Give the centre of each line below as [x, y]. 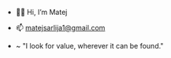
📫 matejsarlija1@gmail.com [60, 28]
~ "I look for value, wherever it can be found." [89, 46]
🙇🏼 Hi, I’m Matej [41, 12]
